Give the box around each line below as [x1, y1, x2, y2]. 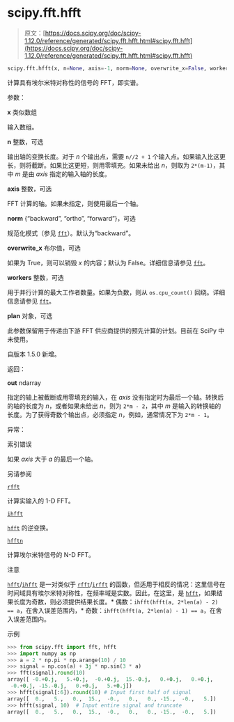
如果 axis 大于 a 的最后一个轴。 [7, 455, 97, 463]
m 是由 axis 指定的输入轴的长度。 [15, 169, 111, 178]
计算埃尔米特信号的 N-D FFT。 [7, 550, 95, 558]
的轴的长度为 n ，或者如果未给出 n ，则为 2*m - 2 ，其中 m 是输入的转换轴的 [7, 402, 221, 410]
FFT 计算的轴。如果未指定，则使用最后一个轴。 [7, 199, 143, 207]
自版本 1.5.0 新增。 [7, 350, 61, 358]
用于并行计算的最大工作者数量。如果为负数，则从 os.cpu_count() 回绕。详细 [7, 288, 226, 297]
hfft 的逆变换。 [7, 524, 52, 532]
